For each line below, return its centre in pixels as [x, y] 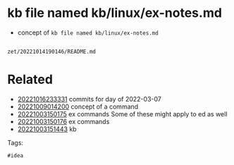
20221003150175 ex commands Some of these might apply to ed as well [122, 114]
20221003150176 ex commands [63, 121]
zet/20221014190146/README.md [52, 51]
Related [30, 80]
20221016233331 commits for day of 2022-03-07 [90, 99]
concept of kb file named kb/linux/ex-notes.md [88, 32]
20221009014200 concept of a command [78, 106]
